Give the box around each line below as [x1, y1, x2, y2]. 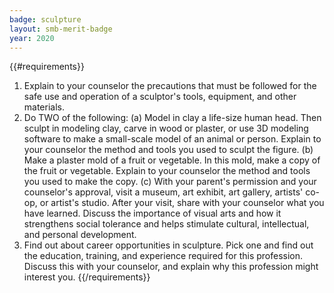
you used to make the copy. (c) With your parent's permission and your [23, 176, 317, 188]
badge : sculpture [9, 14, 82, 25]
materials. [23, 101, 65, 113]
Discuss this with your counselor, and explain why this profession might [23, 261, 319, 273]
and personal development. [23, 229, 137, 241]
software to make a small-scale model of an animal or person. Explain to [23, 133, 322, 145]
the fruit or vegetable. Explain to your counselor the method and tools [23, 165, 311, 177]
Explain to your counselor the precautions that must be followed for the [23, 80, 317, 92]
